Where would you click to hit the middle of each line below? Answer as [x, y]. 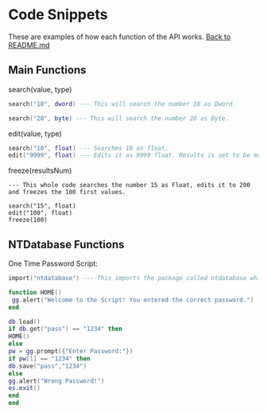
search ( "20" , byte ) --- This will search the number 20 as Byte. [118, 118]
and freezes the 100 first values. [67, 193]
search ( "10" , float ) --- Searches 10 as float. [89, 148]
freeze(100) [28, 220]
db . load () [25, 321]
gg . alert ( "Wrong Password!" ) [56, 381]
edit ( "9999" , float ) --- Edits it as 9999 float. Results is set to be [129, 156]
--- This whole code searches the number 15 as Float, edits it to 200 [129, 185]
